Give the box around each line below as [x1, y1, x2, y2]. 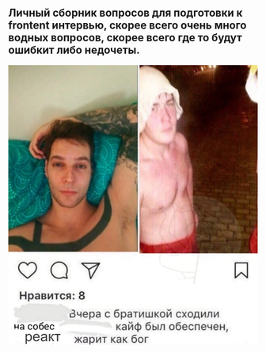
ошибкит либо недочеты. [8, 44, 140, 57]
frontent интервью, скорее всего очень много [8, 19, 247, 33]
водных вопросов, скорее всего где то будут [8, 31, 243, 44]
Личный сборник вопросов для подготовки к [8, 6, 243, 20]
